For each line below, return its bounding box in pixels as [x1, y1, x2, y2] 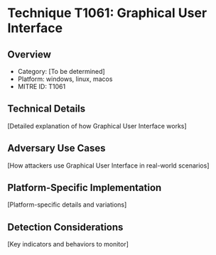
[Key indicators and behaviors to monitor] [7, 240, 129, 249]
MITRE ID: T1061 [17, 82, 66, 90]
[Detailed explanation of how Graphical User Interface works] [7, 121, 187, 130]
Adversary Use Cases [7, 142, 106, 154]
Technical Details [7, 103, 86, 115]
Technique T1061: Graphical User [7, 5, 207, 21]
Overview [7, 48, 52, 60]
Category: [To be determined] [17, 67, 105, 75]
